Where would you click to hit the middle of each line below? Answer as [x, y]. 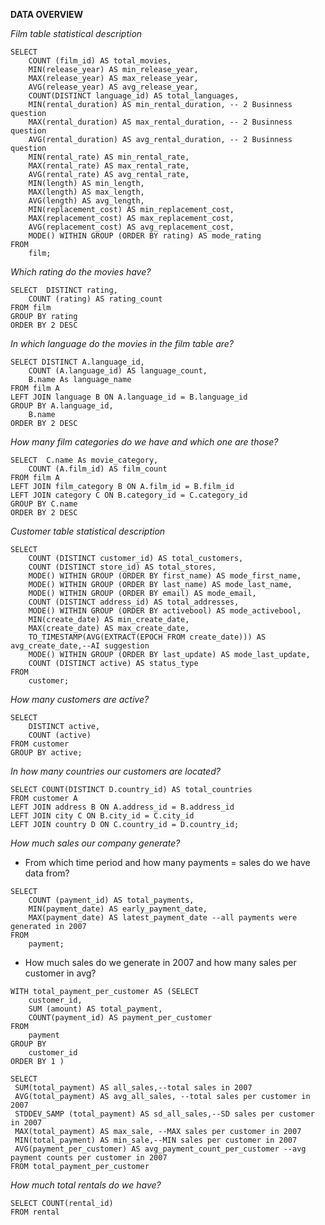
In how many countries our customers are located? [115, 771]
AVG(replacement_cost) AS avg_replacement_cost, [131, 227]
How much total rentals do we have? [86, 1185]
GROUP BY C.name [44, 504]
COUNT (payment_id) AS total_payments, [111, 900]
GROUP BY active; [46, 753]
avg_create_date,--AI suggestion [80, 646]
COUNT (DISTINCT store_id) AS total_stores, [122, 567]
